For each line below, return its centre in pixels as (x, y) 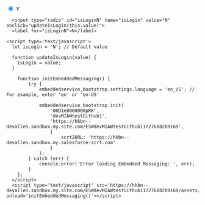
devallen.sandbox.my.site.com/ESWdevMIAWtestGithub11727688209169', (95, 127)
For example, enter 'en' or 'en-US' (53, 95)
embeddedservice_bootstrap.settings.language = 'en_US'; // (117, 89)
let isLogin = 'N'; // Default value (60, 47)
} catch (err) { (49, 159)
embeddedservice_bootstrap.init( (81, 105)
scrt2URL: (73, 137)
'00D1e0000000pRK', (74, 111)
